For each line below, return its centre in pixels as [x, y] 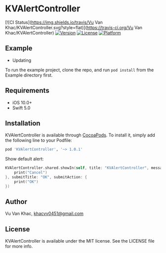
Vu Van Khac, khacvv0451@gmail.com [44, 213]
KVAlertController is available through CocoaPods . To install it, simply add [80, 135]
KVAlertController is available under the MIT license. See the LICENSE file [80, 241]
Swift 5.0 [21, 108]
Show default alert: [24, 159]
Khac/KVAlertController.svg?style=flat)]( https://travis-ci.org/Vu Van [74, 27]
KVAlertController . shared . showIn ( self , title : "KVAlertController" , [77, 168]
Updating [22, 60]
